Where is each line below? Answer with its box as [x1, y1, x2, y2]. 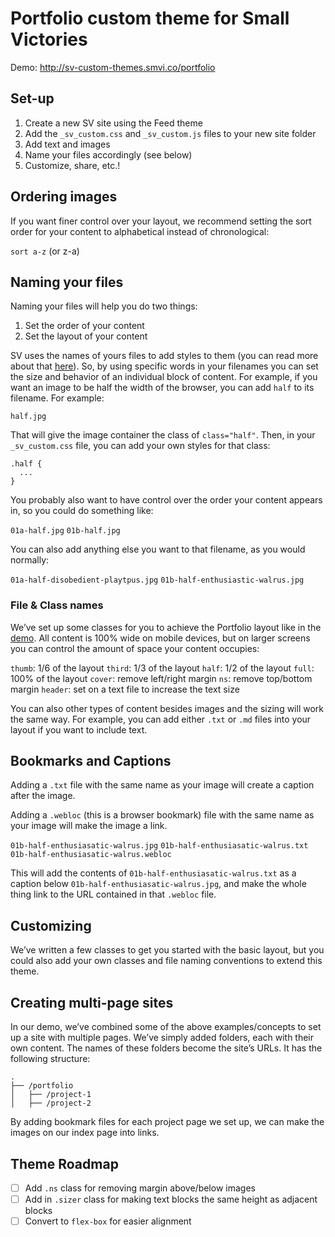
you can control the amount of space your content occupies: [10, 642, 260, 654]
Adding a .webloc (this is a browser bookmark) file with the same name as [10, 809, 315, 821]
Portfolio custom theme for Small [10, 7, 290, 30]
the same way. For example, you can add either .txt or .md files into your [10, 713, 312, 725]
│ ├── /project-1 [10, 1090, 92, 1100]
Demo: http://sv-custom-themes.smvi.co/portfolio [10, 61, 216, 73]
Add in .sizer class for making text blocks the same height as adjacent [24, 1193, 318, 1205]
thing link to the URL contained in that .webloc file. [10, 888, 217, 901]
